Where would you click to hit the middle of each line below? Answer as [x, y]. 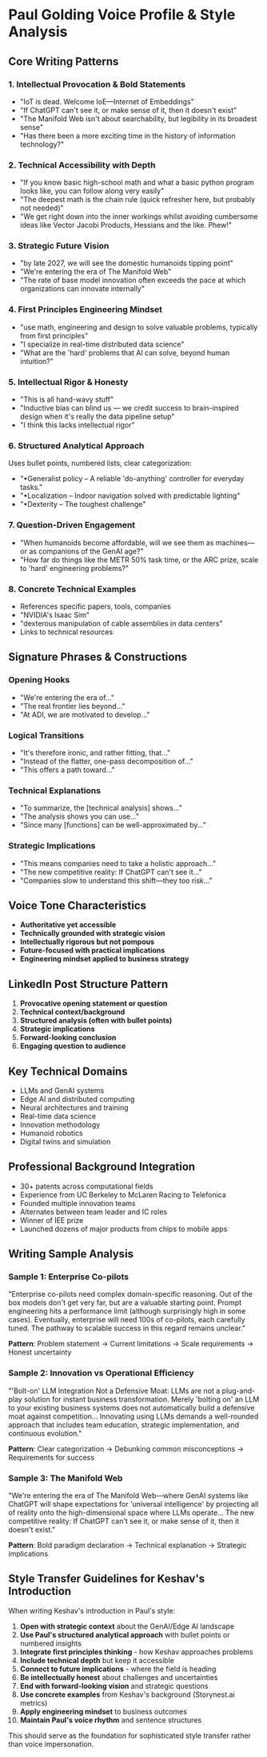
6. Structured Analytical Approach [76, 445]
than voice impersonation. [51, 1744]
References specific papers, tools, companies [96, 606]
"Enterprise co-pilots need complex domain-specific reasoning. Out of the [131, 1294]
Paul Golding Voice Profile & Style [122, 15]
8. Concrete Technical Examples [72, 589]
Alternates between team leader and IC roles [94, 1212]
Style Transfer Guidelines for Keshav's [107, 1579]
